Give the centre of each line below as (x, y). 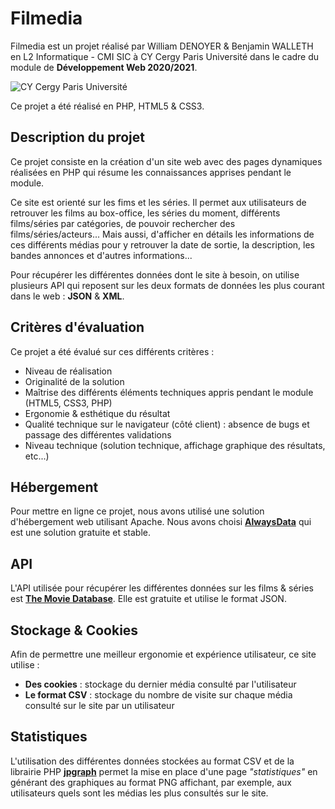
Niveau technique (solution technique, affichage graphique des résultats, (175, 445)
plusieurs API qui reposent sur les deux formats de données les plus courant (167, 285)
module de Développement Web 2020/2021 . (104, 67)
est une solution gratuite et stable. (80, 533)
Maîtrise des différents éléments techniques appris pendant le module (169, 392)
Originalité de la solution (74, 381)
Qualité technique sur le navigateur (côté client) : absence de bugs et (167, 424)
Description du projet (78, 137)
